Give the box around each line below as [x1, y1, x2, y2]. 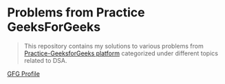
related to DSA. [23, 56, 67, 64]
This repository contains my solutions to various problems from [23, 42, 204, 50]
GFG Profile [7, 70, 40, 78]
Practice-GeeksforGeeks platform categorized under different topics [23, 49, 219, 57]
